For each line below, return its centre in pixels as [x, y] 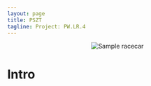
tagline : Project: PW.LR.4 [46, 26]
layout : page [26, 14]
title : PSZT [24, 20]
